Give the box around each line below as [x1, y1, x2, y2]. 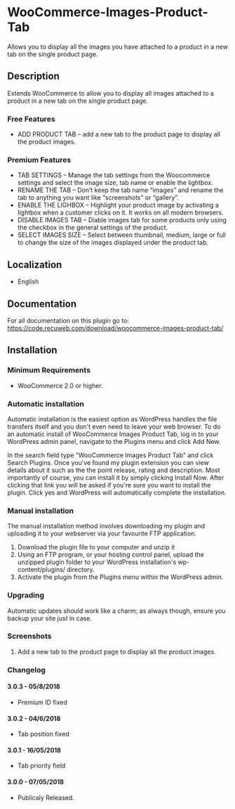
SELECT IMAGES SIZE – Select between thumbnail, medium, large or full [17, 231, 226, 239]
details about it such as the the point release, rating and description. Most [7, 466, 220, 474]
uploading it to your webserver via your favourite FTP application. [7, 529, 196, 538]
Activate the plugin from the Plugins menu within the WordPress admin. [17, 573, 224, 581]
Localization [7, 258, 62, 271]
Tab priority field [17, 761, 66, 770]
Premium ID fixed [17, 698, 68, 706]
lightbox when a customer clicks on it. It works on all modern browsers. [17, 208, 224, 217]
